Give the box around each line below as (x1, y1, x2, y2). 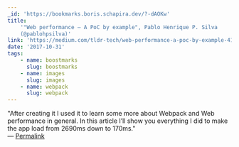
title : (7, 17, 27, 24)
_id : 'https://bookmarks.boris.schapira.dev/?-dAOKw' (7, 10, 171, 18)
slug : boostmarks (26, 63, 78, 70)
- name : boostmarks (20, 57, 78, 64)
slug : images (26, 76, 65, 84)
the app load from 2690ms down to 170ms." (7, 124, 136, 133)
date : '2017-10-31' (7, 43, 65, 50)
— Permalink (7, 132, 45, 141)
